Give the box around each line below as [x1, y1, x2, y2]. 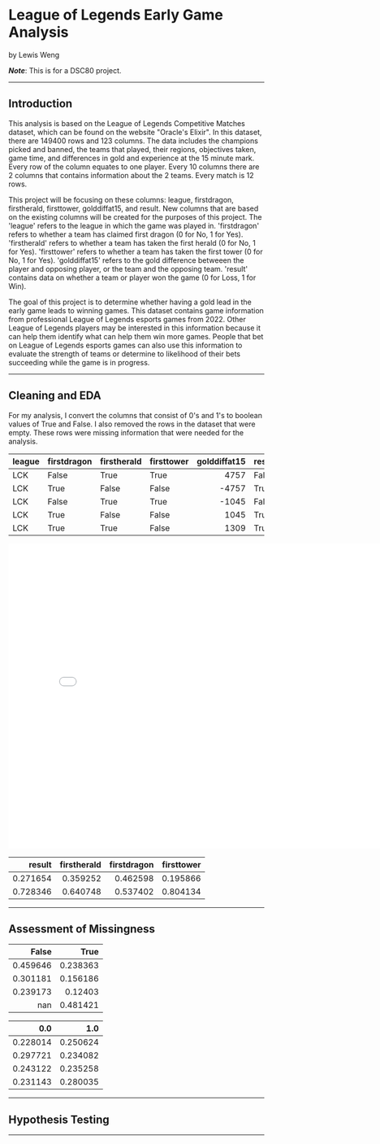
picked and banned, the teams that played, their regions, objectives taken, [8, 144, 257, 154]
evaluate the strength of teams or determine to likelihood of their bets [8, 348, 241, 359]
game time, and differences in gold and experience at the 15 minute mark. [8, 153, 255, 163]
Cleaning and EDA [8, 389, 101, 403]
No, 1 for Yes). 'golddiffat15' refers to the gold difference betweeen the [8, 255, 244, 265]
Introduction [8, 97, 73, 111]
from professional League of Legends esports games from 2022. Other [8, 314, 246, 324]
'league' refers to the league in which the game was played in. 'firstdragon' [8, 221, 260, 230]
